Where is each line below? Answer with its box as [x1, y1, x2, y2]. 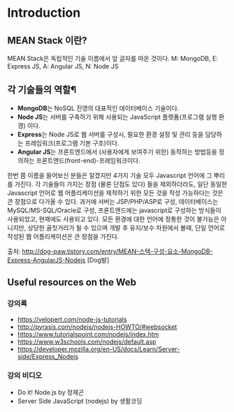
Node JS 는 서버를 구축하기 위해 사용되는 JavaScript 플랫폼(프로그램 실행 [17, 112, 218, 121]
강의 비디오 [7, 371, 43, 381]
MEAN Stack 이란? [7, 34, 87, 46]
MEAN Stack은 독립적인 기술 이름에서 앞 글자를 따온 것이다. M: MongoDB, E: [7, 54, 219, 62]
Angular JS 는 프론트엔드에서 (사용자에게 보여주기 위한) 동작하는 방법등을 [17, 147, 218, 156]
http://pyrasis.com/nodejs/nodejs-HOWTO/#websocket [17, 323, 177, 331]
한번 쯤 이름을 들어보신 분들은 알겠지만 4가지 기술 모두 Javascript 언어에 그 [7, 171, 212, 179]
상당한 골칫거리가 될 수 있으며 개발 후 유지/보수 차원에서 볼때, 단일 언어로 [27, 223, 226, 232]
